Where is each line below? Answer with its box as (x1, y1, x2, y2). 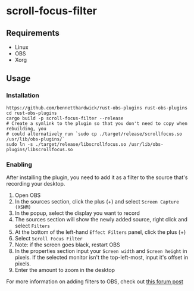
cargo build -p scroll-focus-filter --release (6, 115, 124, 121)
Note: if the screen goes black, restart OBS (14, 241, 120, 248)
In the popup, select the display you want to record (14, 209, 140, 217)
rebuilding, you (6, 126, 46, 132)
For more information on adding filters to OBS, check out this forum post (6, 278, 183, 285)
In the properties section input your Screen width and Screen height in (14, 247, 187, 254)
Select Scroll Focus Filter (14, 234, 83, 242)
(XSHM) (14, 204, 32, 210)
